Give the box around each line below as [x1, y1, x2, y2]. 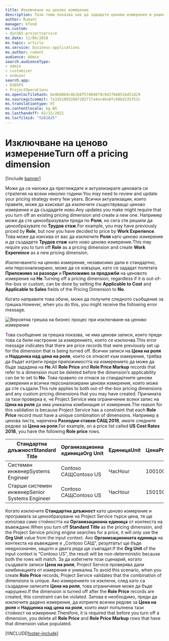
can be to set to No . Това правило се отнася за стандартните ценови [5, 374, 152, 380]
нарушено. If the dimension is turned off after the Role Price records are [5, 588, 154, 594]
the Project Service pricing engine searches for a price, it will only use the [5, 529, 158, 535]
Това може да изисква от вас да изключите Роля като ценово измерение [5, 233, 163, 239]
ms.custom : [5, 26, 28, 31]
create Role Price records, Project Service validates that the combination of [5, 572, 162, 578]
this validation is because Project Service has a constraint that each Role [5, 407, 156, 413]
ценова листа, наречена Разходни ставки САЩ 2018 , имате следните [5, 417, 156, 423]
